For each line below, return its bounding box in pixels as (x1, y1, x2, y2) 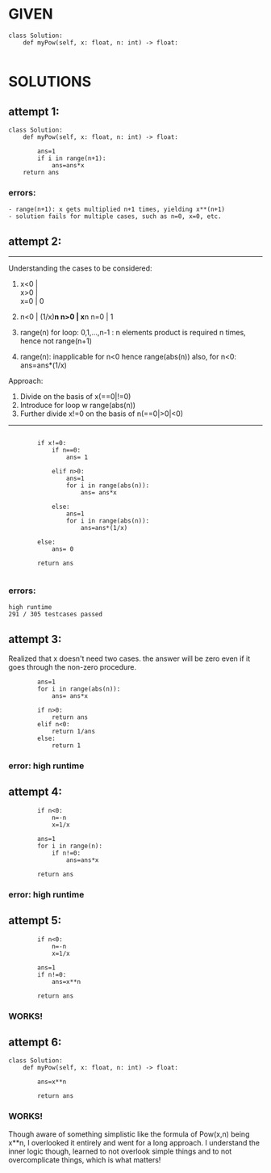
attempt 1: (8, 104, 60, 118)
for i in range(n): (37, 842, 103, 850)
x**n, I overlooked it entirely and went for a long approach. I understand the (8, 1137, 261, 1147)
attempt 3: (8, 632, 62, 646)
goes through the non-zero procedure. (8, 662, 137, 672)
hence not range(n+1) (19, 336, 93, 346)
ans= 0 (51, 545, 74, 553)
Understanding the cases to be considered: (8, 263, 152, 273)
